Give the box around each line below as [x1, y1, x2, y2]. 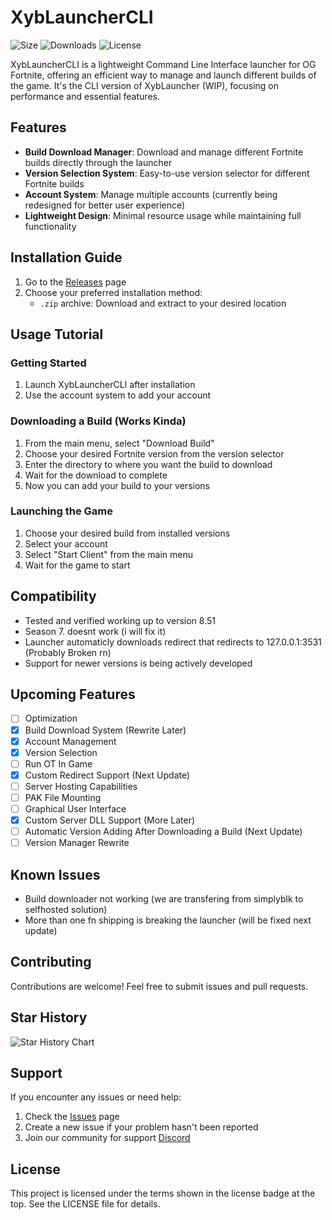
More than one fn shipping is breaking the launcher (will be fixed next [24, 914, 312, 926]
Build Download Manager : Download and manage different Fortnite [24, 146, 304, 158]
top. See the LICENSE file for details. [10, 1198, 161, 1210]
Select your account [24, 537, 108, 550]
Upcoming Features [10, 686, 136, 703]
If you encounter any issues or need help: [10, 1091, 182, 1103]
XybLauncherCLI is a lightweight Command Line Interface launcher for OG [10, 58, 317, 70]
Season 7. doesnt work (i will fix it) [24, 625, 167, 637]
